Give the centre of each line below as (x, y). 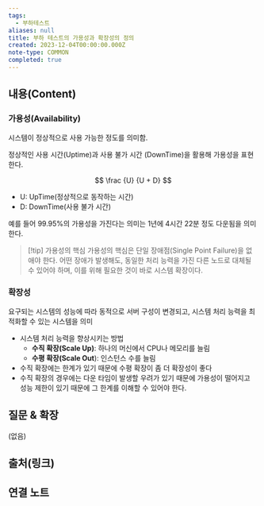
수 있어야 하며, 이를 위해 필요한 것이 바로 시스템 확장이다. (115, 270)
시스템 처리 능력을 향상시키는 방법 (72, 338)
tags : (17, 15)
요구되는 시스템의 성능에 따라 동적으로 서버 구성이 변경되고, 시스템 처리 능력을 (128, 311)
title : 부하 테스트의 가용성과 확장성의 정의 (71, 38)
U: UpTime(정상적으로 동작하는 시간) (77, 196)
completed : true (35, 60)
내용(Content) (42, 94)
